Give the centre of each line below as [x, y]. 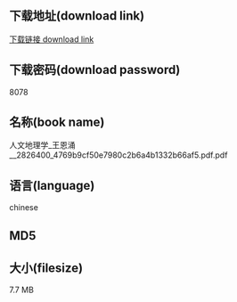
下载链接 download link [52, 39]
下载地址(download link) [77, 16]
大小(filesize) [46, 269]
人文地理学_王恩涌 [42, 145]
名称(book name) [57, 122]
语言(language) [52, 185]
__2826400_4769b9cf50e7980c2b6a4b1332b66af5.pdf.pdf [118, 155]
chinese [24, 208]
